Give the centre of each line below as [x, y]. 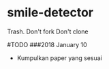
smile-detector [50, 13]
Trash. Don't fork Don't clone [48, 31]
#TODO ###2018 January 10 [47, 44]
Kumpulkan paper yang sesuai [59, 58]
